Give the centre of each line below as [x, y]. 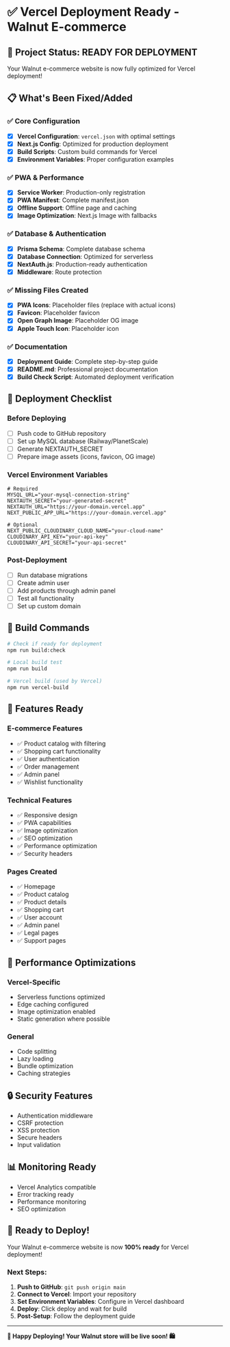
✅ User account [40, 917]
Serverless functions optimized [61, 997]
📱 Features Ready [45, 709]
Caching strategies [43, 1074]
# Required [23, 489]
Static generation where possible [64, 1019]
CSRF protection [40, 1123]
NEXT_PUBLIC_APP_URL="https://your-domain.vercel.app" [87, 513]
